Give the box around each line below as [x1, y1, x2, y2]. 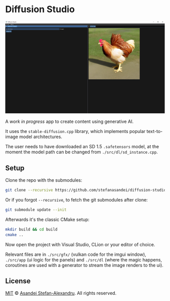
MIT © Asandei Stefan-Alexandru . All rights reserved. [5, 290, 117, 296]
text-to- [146, 128, 163, 135]
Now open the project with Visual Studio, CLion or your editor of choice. [5, 241, 155, 247]
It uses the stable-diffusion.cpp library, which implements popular [5, 128, 146, 135]
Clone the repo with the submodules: [5, 177, 82, 183]
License [5, 277, 31, 285]
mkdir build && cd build [5, 227, 58, 232]
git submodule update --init [5, 207, 67, 212]
